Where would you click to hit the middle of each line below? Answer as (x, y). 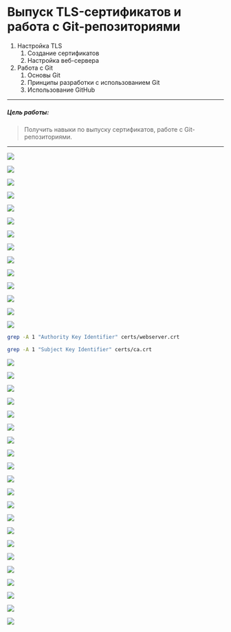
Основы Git (44, 75)
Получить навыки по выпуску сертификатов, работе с (103, 129)
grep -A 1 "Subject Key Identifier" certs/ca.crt (80, 349)
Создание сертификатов (63, 53)
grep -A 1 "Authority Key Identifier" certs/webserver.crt (93, 337)
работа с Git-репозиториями (94, 27)
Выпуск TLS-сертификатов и (95, 12)
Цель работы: (28, 112)
